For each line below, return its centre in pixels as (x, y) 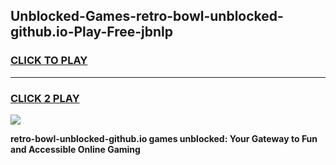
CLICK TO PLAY (49, 61)
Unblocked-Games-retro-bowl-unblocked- (147, 16)
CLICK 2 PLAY (45, 98)
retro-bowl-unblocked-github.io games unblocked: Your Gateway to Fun (164, 138)
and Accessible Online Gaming (75, 149)
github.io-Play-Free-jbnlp (91, 32)
